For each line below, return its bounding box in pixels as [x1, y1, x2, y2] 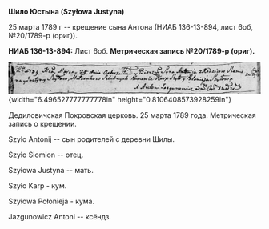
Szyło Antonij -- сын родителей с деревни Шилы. [8, 134, 175, 143]
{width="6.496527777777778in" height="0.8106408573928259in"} [8, 94, 232, 104]
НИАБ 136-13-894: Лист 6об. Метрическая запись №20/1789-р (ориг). [8, 46, 255, 55]
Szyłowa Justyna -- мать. [8, 165, 94, 175]
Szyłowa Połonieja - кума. [8, 196, 95, 206]
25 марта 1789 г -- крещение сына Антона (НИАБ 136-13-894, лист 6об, [8, 22, 254, 31]
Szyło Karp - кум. [8, 180, 67, 191]
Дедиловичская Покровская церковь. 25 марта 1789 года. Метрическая [8, 110, 256, 119]
